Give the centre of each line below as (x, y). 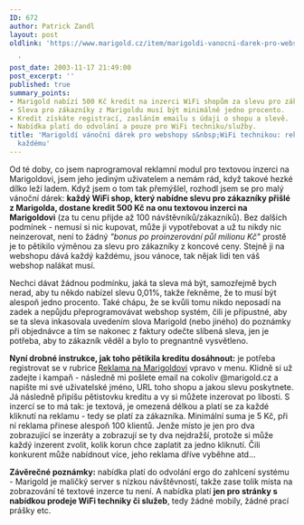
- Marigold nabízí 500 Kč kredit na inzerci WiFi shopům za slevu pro (145, 101)
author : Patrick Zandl (52, 26)
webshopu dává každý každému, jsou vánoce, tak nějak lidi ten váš (135, 255)
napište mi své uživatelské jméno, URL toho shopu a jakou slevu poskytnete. (152, 387)
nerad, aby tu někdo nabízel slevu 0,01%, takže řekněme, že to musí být (143, 292)
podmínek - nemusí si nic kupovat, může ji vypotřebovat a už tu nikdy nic (146, 226)
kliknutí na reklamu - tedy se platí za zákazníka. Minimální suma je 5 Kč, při (148, 415)
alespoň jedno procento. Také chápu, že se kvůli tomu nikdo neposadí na (145, 302)
